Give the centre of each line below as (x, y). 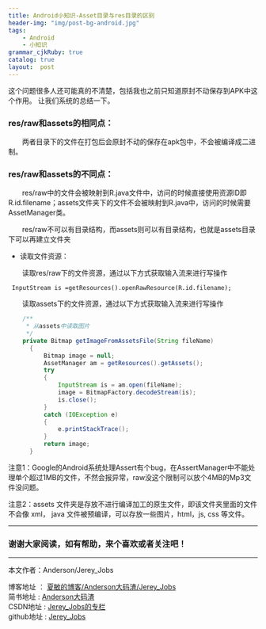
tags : (17, 30)
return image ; (66, 444)
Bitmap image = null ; (79, 356)
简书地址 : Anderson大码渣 (51, 597)
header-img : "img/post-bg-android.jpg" (74, 23)
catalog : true (32, 60)
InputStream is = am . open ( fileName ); (120, 385)
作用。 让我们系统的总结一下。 (65, 101)
